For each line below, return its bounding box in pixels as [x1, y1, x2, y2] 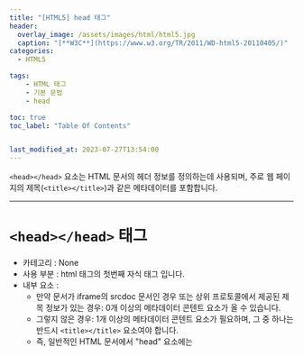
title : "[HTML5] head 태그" [9, 13, 111, 23]
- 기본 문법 [25, 87, 63, 97]
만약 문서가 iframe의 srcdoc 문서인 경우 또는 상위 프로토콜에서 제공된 [35, 291, 280, 302]
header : [9, 22, 39, 31]
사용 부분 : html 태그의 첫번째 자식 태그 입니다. [22, 269, 185, 279]
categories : [9, 47, 54, 56]
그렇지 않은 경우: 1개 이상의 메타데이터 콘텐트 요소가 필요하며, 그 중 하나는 [35, 314, 294, 324]
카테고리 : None [22, 258, 79, 269]
